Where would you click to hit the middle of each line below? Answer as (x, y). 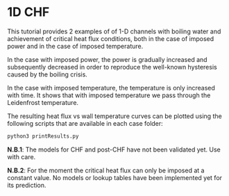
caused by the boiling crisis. (48, 74)
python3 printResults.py (43, 136)
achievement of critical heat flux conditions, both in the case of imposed (111, 38)
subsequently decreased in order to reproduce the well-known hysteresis (112, 67)
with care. (22, 156)
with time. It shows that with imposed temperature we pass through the (109, 95)
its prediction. (27, 185)
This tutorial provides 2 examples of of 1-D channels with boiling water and (114, 31)
